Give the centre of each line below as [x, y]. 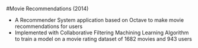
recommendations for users [49, 26]
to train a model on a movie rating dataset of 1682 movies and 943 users [103, 39]
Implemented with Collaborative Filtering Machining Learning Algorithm [102, 33]
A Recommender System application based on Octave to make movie [99, 20]
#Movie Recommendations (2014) [47, 9]
